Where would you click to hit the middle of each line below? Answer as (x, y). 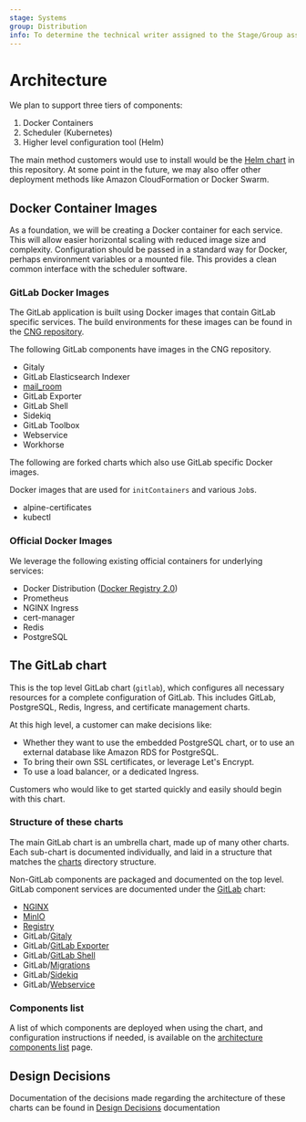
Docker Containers (58, 123)
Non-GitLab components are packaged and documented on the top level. (147, 879)
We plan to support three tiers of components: (96, 105)
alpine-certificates (57, 508)
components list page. (51, 1047)
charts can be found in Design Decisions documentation (115, 1107)
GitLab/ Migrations (56, 965)
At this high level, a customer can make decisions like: (111, 724)
